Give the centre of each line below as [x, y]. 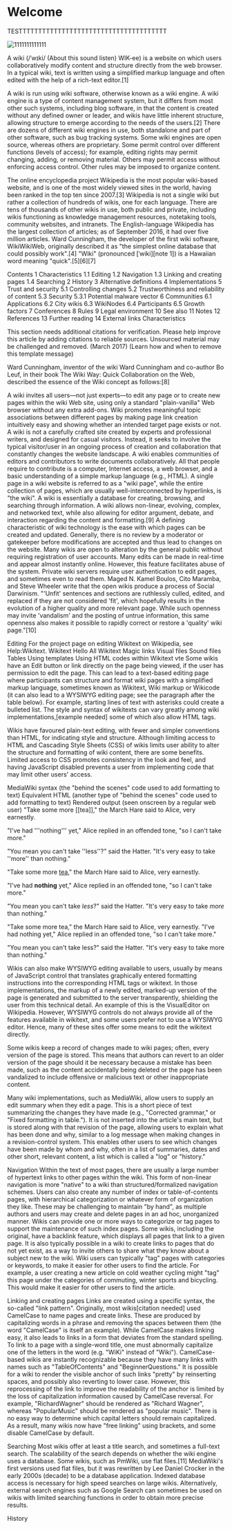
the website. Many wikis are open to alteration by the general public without [115, 549]
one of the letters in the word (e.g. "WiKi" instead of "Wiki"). [93, 1352]
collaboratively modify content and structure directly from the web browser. [115, 65]
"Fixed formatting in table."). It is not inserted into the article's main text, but [115, 1119]
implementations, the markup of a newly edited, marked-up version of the [112, 990]
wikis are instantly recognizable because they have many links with [122, 1359]
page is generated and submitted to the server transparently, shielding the [113, 997]
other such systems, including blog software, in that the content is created [113, 108]
